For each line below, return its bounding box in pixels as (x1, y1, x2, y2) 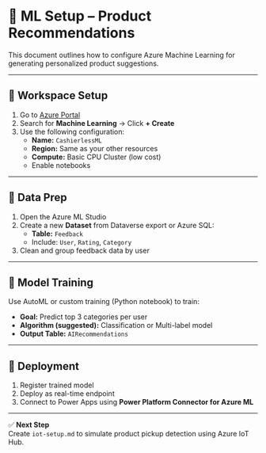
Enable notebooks (31, 160, 91, 169)
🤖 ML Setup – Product (8, 7, 152, 25)
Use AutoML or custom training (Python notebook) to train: (8, 297, 200, 306)
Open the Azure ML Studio (19, 211, 107, 221)
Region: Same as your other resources (31, 143, 158, 153)
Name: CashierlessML (31, 135, 103, 145)
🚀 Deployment (8, 360, 79, 373)
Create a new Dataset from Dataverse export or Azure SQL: (19, 220, 215, 230)
